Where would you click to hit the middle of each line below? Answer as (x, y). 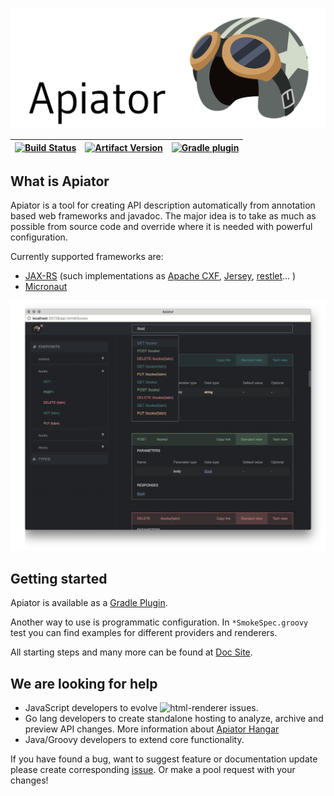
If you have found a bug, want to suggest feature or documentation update (164, 759)
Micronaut (46, 287)
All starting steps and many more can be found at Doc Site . (131, 652)
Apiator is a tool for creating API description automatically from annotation (163, 205)
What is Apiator (60, 181)
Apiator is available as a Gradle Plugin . (89, 603)
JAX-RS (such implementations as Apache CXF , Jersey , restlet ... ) (160, 276)
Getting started (59, 578)
